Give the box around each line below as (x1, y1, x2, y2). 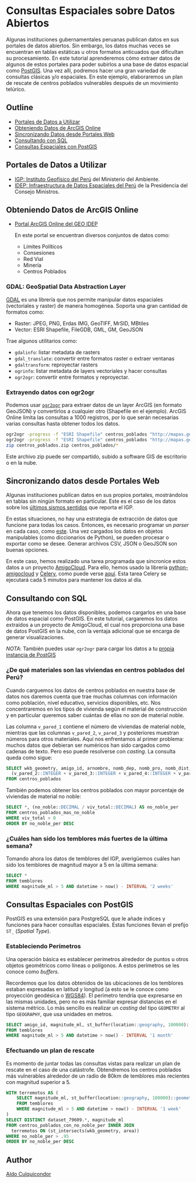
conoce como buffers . (6, 968, 60, 975)
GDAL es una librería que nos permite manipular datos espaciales (6, 296, 163, 303)
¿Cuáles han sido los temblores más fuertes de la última (6, 834, 168, 842)
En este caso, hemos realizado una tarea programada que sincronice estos (6, 558, 186, 565)
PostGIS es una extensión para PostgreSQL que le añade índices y (6, 915, 166, 923)
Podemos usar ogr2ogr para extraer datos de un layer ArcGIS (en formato (6, 401, 182, 408)
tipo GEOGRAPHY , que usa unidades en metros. (6, 1010, 113, 1017)
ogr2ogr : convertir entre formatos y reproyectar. (14, 373, 129, 380)
